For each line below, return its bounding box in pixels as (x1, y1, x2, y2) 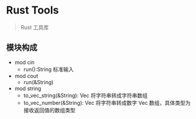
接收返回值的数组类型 (23, 107, 76, 114)
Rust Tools (6, 4, 59, 17)
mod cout (14, 72, 38, 80)
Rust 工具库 (20, 24, 49, 31)
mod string (14, 85, 41, 92)
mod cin (14, 58, 35, 65)
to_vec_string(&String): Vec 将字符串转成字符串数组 (23, 92, 148, 99)
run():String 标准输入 (23, 65, 74, 72)
